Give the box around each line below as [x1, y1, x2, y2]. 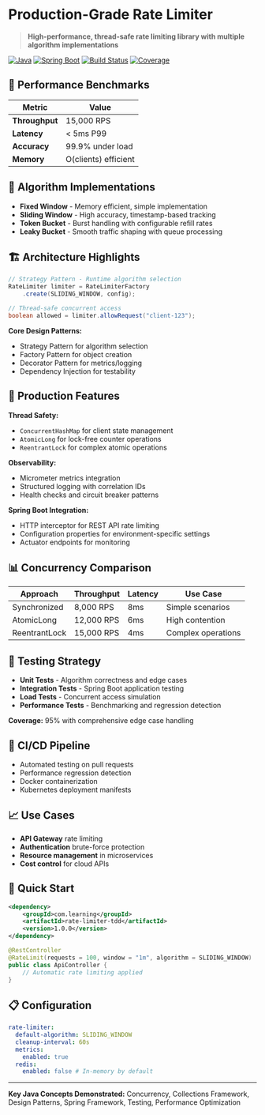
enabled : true [22, 1053, 69, 1060]
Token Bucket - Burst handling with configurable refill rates [19, 218, 213, 228]
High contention [166, 615, 226, 626]
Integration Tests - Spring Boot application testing [19, 684, 185, 693]
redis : [15, 1060, 37, 1068]
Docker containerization [19, 777, 99, 785]
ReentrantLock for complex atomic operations [19, 443, 167, 452]
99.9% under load [65, 141, 133, 152]
